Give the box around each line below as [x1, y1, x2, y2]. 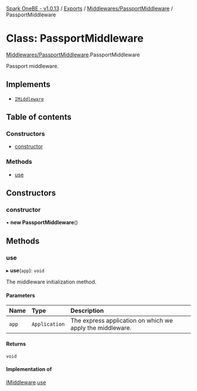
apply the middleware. [70, 324, 132, 332]
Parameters [6, 292, 35, 299]
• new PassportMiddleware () [6, 219, 78, 226]
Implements [6, 79, 51, 90]
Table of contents [6, 112, 72, 122]
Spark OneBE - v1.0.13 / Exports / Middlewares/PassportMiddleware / [6, 5, 173, 12]
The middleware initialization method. [6, 278, 97, 285]
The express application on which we [70, 316, 173, 325]
